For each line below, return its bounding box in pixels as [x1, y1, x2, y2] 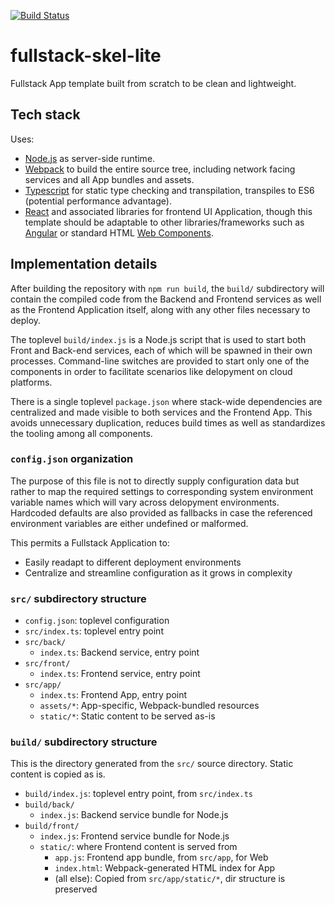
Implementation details [10, 256, 158, 273]
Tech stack [10, 106, 81, 124]
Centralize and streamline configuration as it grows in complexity [24, 566, 293, 579]
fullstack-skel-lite [10, 45, 162, 67]
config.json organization [10, 452, 134, 466]
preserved [54, 883, 98, 895]
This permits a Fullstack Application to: [10, 536, 170, 549]
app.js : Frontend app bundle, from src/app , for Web [54, 851, 269, 864]
